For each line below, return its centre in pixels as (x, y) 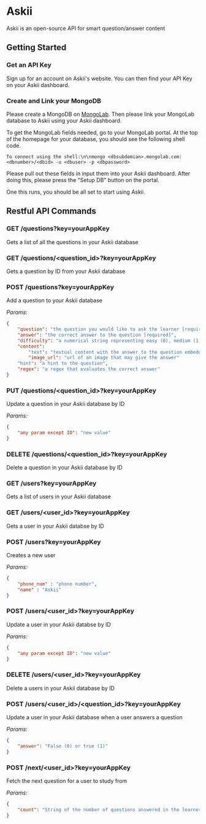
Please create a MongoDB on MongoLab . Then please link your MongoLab (101, 114)
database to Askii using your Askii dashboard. (64, 120)
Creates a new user (31, 555)
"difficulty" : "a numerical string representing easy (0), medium (104, 341)
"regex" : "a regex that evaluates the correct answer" (89, 369)
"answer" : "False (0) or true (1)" (63, 746)
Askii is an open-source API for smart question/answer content (86, 28)
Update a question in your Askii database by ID (66, 404)
